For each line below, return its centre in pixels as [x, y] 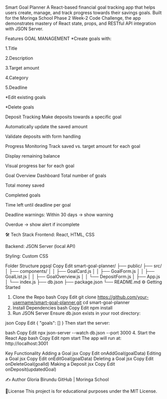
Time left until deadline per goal [38, 205]
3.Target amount [22, 68]
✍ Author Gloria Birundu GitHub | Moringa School [57, 379]
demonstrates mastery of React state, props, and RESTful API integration [81, 23]
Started [13, 287]
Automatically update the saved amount [47, 127]
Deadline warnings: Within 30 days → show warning [59, 215]
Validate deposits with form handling [43, 136]
